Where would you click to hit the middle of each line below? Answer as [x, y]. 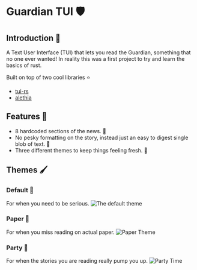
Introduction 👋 [34, 38]
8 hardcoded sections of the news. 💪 [60, 131]
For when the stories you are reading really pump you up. [77, 261]
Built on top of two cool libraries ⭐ [48, 77]
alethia [23, 98]
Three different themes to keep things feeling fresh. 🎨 [81, 150]
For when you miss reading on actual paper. [61, 232]
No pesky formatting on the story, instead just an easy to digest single [102, 137]
